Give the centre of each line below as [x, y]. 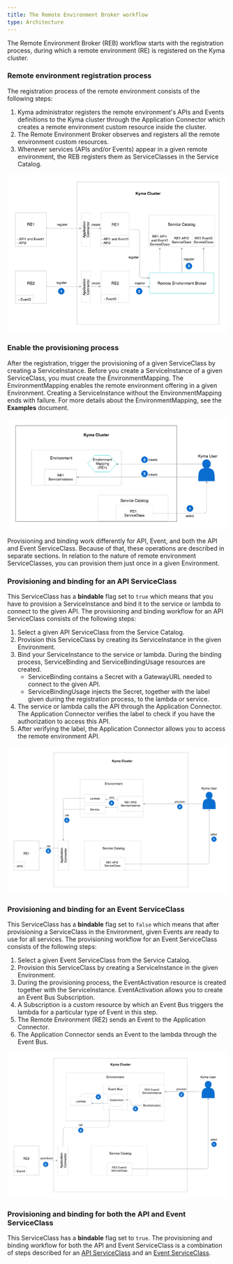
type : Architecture [36, 22]
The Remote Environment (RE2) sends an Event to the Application [111, 1019]
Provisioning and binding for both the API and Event [97, 1214]
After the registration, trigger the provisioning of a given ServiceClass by [112, 363]
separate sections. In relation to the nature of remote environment [102, 555]
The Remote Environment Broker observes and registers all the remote [118, 134]
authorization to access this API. [63, 721]
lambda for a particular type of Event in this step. [88, 1012]
